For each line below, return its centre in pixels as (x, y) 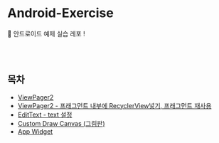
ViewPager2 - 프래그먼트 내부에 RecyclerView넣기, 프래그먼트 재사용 (114, 105)
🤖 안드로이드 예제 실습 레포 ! (46, 33)
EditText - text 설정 (45, 115)
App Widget (35, 131)
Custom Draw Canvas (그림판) (61, 123)
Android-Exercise (60, 13)
